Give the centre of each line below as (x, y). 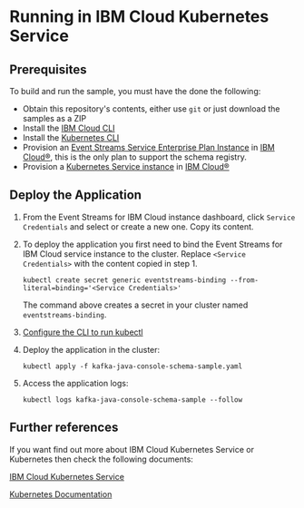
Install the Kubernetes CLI (71, 137)
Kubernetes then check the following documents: (101, 459)
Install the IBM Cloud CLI (69, 128)
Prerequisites (48, 69)
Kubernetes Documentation (61, 494)
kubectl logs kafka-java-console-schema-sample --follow (132, 400)
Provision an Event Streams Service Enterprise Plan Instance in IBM (148, 147)
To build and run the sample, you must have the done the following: (135, 91)
